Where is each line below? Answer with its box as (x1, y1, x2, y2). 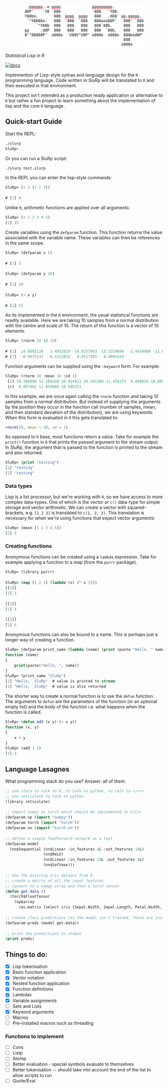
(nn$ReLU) (43, 852, 64, 857)
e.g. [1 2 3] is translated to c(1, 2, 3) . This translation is (25, 510, 144, 516)
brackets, (5, 510, 25, 516)
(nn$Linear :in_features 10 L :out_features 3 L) (43, 857, 144, 862)
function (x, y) (5, 724, 39, 730)
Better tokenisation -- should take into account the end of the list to (12, 1067, 151, 1073)
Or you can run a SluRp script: (5, 155, 67, 161)
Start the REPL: (5, 131, 36, 137)
